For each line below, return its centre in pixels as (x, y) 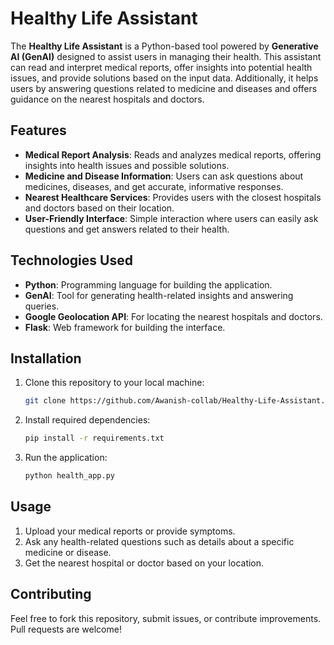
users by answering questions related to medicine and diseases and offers (164, 88)
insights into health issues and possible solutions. (127, 165)
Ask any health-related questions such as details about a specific (159, 541)
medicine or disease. (68, 552)
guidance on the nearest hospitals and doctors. (107, 99)
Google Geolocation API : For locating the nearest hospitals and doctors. (173, 316)
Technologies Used (71, 260)
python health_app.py (69, 476)
